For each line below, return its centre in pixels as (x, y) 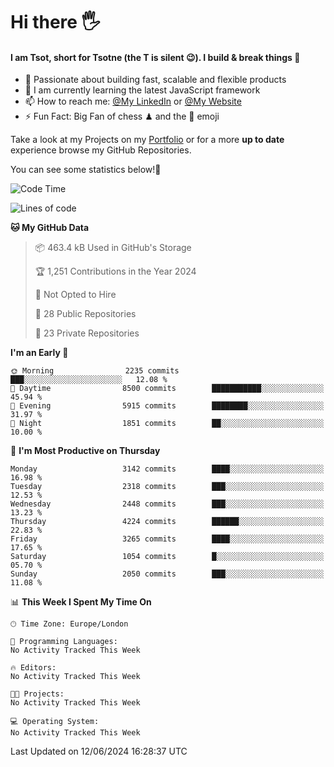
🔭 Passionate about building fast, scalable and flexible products (155, 80)
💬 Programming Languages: (64, 642)
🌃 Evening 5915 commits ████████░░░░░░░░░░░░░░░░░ (167, 406)
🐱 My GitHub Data (50, 228)
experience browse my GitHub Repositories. (101, 150)
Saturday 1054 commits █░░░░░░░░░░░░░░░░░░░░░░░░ (167, 557)
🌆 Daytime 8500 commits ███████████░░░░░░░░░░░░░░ (167, 389)
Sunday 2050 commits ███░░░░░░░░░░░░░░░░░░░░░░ (167, 574)
